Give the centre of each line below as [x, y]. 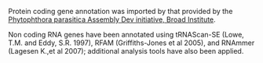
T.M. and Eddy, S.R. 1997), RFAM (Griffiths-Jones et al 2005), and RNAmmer [131, 43]
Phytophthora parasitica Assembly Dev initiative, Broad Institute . [112, 19]
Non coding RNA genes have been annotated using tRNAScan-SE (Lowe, [126, 35]
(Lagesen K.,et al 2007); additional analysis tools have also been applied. [126, 51]
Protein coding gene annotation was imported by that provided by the [121, 11]
